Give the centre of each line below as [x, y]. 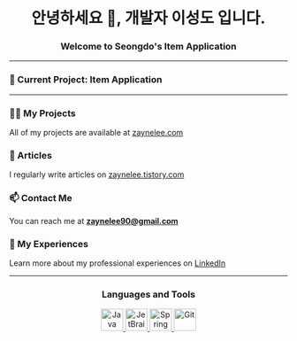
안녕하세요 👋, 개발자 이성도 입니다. [148, 18]
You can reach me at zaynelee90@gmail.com [94, 221]
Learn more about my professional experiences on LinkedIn [118, 263]
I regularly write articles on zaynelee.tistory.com [97, 174]
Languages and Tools [148, 294]
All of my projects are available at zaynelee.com [96, 133]
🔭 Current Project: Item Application [86, 80]
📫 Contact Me [41, 198]
